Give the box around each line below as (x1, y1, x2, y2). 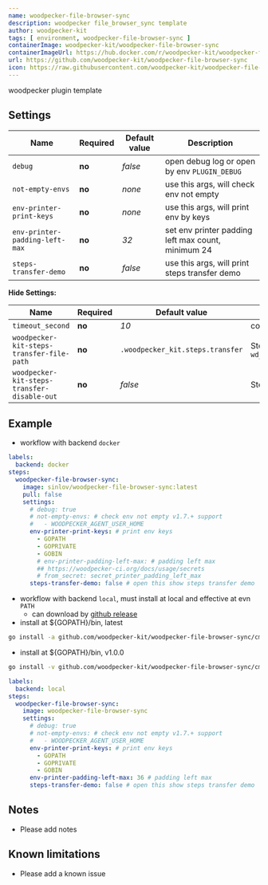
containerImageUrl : (8, 49, 73, 57)
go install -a (8, 633, 56, 642)
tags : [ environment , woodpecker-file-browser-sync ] (8, 33, 191, 42)
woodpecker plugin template (8, 85, 102, 95)
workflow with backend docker (19, 438, 121, 447)
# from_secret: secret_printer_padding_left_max (37, 572, 202, 580)
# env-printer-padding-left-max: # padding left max (37, 557, 216, 565)
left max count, (164, 234, 221, 246)
